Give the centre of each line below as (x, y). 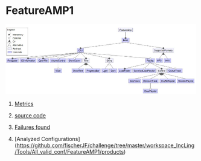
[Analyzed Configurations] (47, 139)
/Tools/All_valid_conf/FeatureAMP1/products (69, 152)
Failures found (32, 127)
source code (30, 116)
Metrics (24, 104)
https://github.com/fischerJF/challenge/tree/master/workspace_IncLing (106, 145)
